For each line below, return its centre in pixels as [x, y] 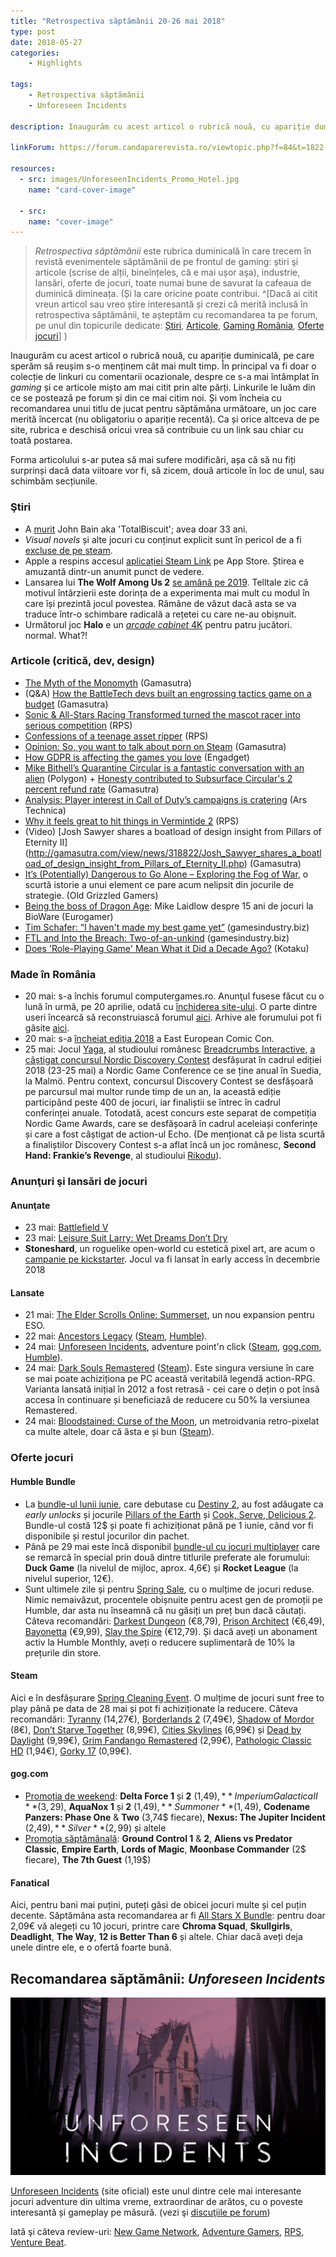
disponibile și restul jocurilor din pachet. [107, 1536]
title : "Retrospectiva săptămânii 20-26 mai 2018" [118, 21]
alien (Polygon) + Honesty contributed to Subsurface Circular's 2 [158, 778]
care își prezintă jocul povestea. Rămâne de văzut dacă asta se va [160, 603]
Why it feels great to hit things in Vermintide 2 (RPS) [132, 821]
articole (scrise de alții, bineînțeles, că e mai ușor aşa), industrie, [167, 272]
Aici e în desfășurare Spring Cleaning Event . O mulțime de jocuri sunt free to [167, 1697]
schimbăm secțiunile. [54, 481]
